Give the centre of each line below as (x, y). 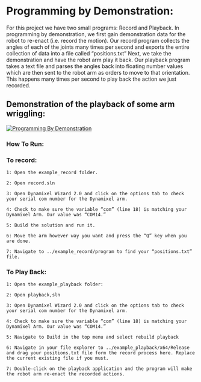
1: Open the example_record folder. (52, 172)
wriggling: (26, 114)
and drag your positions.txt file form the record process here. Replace (101, 353)
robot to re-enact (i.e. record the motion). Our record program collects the (98, 40)
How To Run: (25, 144)
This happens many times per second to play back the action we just (91, 79)
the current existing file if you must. (58, 359)
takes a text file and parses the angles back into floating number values (95, 66)
